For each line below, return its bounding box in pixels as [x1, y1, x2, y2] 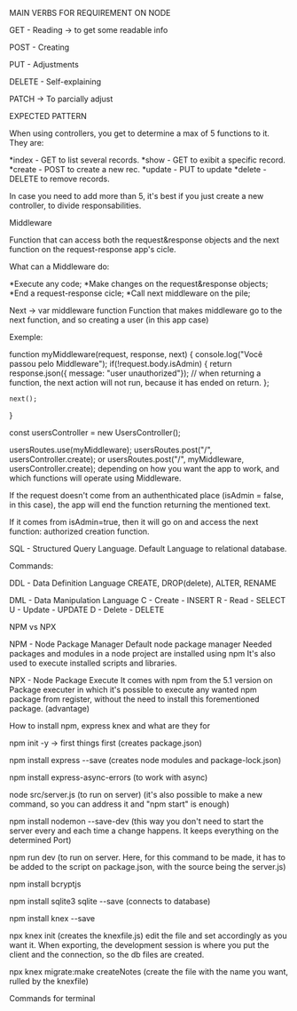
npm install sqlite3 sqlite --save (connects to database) [9, 896, 211, 906]
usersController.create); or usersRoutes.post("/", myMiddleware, [9, 454, 245, 465]
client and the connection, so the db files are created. [9, 950, 205, 959]
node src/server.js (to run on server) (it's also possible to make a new [9, 790, 263, 800]
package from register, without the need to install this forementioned [9, 694, 260, 705]
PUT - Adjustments [9, 60, 80, 69]
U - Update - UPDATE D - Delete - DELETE [9, 604, 165, 615]
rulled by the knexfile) [9, 976, 89, 986]
